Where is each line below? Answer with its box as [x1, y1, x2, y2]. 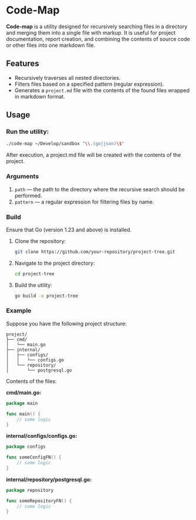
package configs [6, 444, 46, 450]
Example [6, 306, 32, 315]
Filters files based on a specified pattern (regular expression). [14, 80, 164, 87]
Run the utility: [6, 127, 49, 136]
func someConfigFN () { [6, 454, 62, 461]
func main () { [6, 411, 41, 417]
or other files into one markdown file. [6, 42, 96, 49]
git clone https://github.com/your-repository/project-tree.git [14, 249, 175, 255]
